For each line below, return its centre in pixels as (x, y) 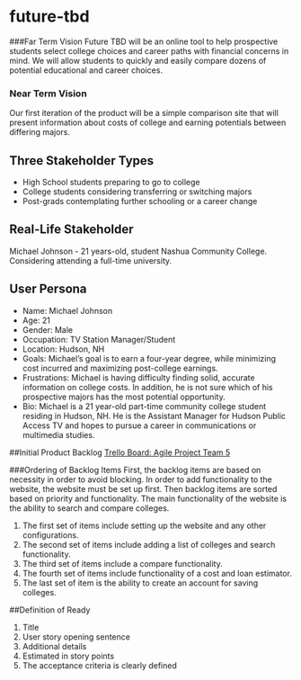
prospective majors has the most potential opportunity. (124, 397)
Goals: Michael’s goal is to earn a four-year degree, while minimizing (149, 358)
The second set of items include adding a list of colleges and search (149, 544)
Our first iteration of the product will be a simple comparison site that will (144, 113)
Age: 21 (36, 320)
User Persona (48, 289)
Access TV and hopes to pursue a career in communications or (139, 425)
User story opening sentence (76, 637)
